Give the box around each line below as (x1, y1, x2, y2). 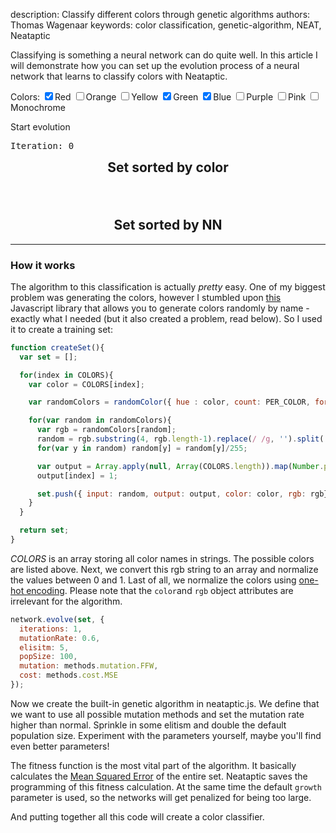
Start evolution (10, 121, 71, 133)
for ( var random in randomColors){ (28, 415, 172, 426)
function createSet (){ (10, 342, 105, 353)
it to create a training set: (10, 323, 113, 335)
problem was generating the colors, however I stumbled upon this (10, 291, 282, 303)
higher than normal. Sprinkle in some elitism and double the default (10, 719, 287, 731)
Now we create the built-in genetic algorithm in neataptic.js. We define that (10, 697, 320, 709)
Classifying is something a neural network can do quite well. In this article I (10, 49, 318, 61)
